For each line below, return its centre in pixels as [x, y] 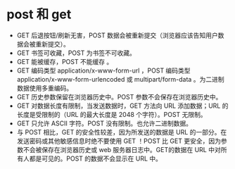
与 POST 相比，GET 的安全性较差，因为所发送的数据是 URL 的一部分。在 [122, 132]
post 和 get [39, 14]
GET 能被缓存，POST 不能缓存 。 [65, 61]
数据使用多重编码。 [45, 88]
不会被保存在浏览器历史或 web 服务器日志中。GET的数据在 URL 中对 [122, 149]
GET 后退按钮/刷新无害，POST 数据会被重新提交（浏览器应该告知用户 [118, 35]
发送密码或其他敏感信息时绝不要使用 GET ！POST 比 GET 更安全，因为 [119, 141]
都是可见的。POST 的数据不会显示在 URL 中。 [96, 158]
